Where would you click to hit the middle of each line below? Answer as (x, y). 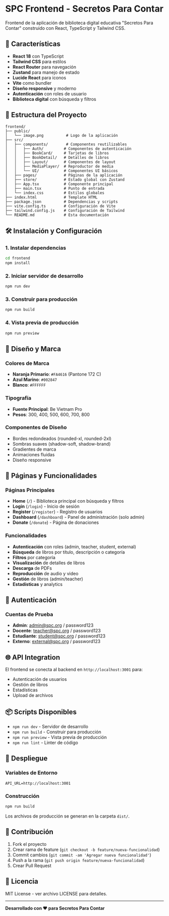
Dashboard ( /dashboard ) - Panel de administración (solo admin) (78, 517)
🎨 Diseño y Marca (33, 349)
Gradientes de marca (34, 449)
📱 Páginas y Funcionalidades (51, 476)
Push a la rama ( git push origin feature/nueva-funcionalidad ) (78, 860)
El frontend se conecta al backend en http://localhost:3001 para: (74, 670)
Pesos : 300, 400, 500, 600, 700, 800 (51, 414)
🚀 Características (33, 44)
